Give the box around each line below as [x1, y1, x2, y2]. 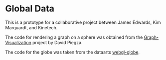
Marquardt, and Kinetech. [5, 24, 58, 30]
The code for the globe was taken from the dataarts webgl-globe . [5, 49, 140, 55]
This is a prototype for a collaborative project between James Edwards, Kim [5, 19, 161, 25]
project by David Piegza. [32, 39, 83, 45]
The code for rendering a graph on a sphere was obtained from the [5, 34, 143, 40]
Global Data [5, 3, 55, 14]
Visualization [5, 39, 31, 45]
